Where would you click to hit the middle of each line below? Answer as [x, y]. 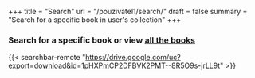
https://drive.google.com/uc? [133, 58]
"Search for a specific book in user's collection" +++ [95, 20]
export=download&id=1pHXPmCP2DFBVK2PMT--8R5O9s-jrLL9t [114, 65]
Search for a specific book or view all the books [102, 40]
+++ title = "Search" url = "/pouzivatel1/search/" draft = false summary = [128, 11]
